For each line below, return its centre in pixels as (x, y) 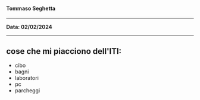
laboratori (26, 78)
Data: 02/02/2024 (29, 27)
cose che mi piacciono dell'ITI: (64, 51)
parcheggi (27, 91)
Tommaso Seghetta (31, 8)
